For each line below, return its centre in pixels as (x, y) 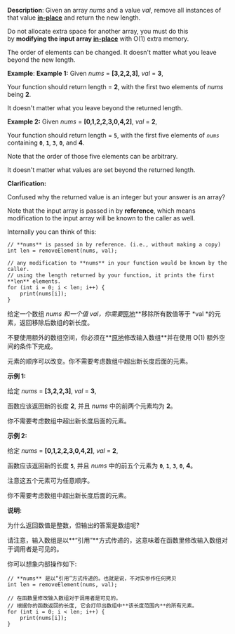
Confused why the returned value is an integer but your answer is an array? (116, 197)
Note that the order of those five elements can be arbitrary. (93, 156)
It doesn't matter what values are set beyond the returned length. (101, 170)
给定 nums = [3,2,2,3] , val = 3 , (52, 391)
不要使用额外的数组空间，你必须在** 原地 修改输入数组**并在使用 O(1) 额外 (113, 337)
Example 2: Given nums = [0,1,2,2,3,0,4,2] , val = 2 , (82, 121)
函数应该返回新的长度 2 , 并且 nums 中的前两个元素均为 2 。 (92, 406)
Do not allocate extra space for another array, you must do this (98, 31)
